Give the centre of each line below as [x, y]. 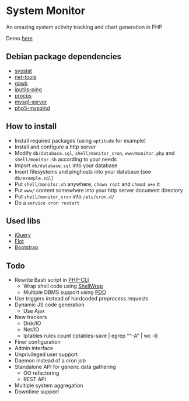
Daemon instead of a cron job [50, 361]
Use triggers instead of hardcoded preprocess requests [81, 299]
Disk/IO [32, 323]
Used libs [23, 221]
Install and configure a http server [55, 147]
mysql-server [31, 102]
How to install [32, 127]
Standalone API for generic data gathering [65, 367]
